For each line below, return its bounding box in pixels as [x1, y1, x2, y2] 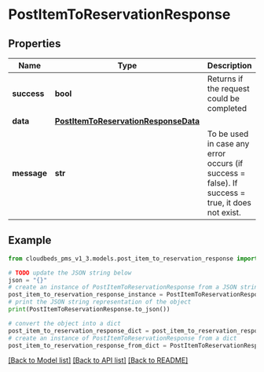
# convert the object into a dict [8, 319, 122, 327]
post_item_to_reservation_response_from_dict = [8, 341, 167, 349]
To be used [207, 128, 249, 139]
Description [207, 61, 253, 71]
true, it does [207, 197, 251, 208]
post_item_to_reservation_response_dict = [8, 326, 149, 335]
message [12, 168, 47, 179]
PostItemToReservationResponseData [54, 116, 200, 127]
